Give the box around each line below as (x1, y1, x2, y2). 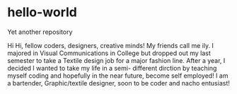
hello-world (7, 4, 78, 20)
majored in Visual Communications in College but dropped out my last (7, 49, 211, 57)
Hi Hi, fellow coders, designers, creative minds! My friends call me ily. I (7, 41, 214, 49)
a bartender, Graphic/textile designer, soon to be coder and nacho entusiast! (7, 78, 230, 87)
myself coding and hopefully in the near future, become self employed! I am (7, 71, 229, 80)
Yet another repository (7, 28, 73, 36)
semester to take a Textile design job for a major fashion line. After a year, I (7, 56, 226, 64)
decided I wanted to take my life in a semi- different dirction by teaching (7, 64, 217, 72)
